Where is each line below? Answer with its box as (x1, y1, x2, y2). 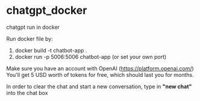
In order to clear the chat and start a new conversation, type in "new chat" (6, 82, 192, 90)
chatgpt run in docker (6, 23, 60, 31)
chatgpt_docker (6, 4, 87, 17)
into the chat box (6, 89, 48, 96)
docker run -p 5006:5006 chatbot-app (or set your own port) (14, 53, 167, 60)
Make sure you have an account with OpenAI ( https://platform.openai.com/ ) (6, 64, 194, 72)
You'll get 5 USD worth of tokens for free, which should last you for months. (6, 71, 194, 78)
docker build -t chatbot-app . (14, 46, 87, 54)
